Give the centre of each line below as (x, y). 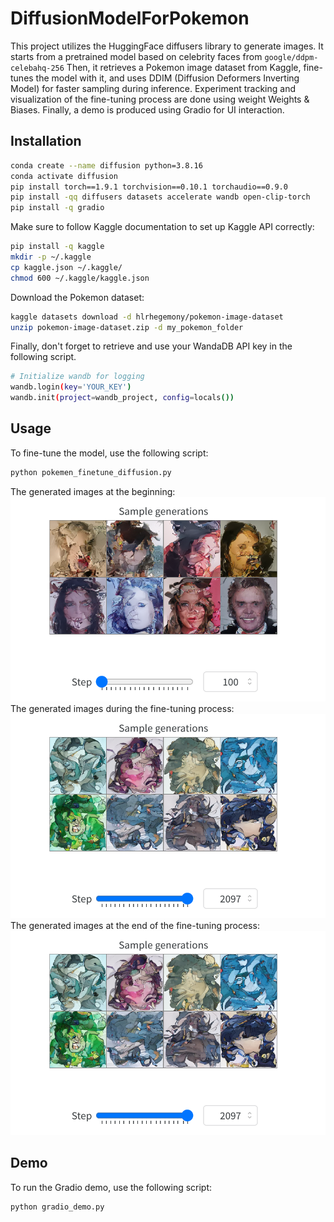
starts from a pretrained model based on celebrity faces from (136, 56)
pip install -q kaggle (57, 247)
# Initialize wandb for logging (77, 377)
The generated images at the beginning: (93, 491)
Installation (46, 141)
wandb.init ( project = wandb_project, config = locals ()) (122, 398)
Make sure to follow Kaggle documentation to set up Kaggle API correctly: (162, 227)
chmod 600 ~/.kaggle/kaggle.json (80, 278)
